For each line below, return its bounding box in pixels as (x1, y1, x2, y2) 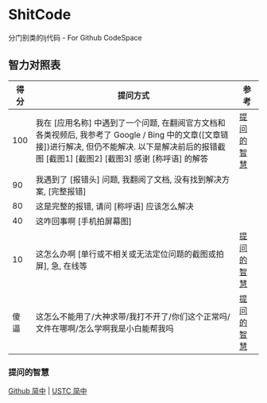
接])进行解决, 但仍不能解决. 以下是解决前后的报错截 (35, 141, 226, 152)
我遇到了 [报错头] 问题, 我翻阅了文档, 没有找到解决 (35, 173, 222, 184)
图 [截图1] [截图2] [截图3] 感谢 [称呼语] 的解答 (35, 153, 209, 164)
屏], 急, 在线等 (35, 260, 87, 271)
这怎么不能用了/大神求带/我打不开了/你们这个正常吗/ (35, 311, 230, 322)
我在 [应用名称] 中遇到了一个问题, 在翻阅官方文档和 (35, 117, 226, 128)
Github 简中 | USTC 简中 (8, 386, 87, 396)
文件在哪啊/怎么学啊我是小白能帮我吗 (35, 323, 175, 334)
